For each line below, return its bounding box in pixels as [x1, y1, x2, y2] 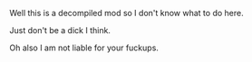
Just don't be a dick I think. [9, 25, 111, 35]
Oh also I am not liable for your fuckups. [9, 42, 159, 53]
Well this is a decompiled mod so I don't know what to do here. [9, 8, 244, 18]
